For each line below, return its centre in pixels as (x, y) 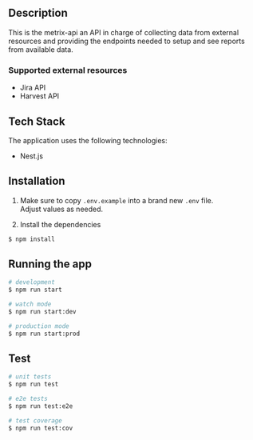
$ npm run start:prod (44, 334)
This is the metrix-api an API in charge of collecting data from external (124, 32)
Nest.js (32, 156)
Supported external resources (68, 70)
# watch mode (30, 304)
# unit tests (30, 377)
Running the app (50, 264)
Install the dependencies (60, 224)
